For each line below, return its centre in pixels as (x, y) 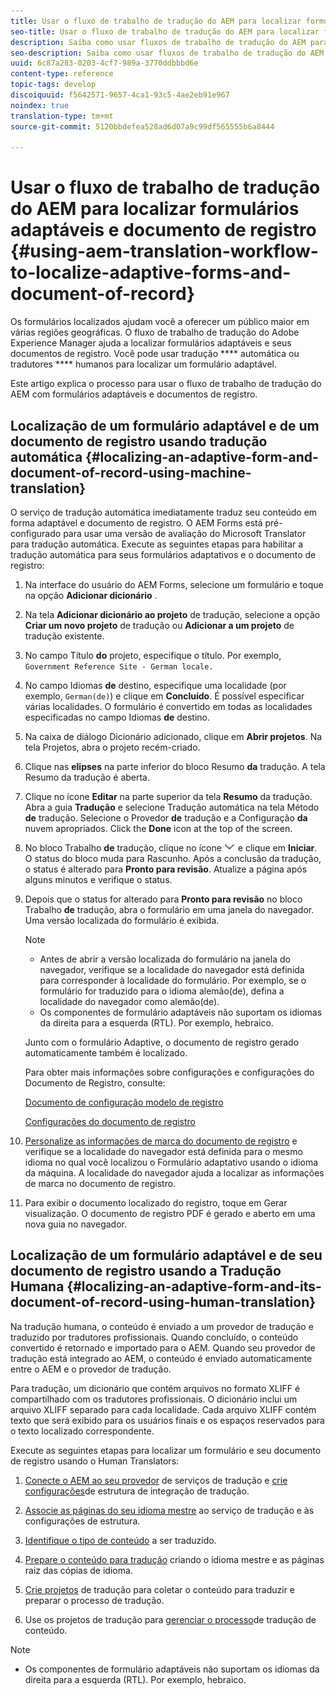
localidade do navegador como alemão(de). (129, 1001)
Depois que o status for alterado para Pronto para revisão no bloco (163, 899)
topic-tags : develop (53, 85)
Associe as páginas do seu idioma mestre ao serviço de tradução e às (169, 1510)
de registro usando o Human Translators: (95, 1461)
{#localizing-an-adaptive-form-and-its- (194, 1286)
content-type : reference (62, 74)
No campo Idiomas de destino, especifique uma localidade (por (155, 685)
